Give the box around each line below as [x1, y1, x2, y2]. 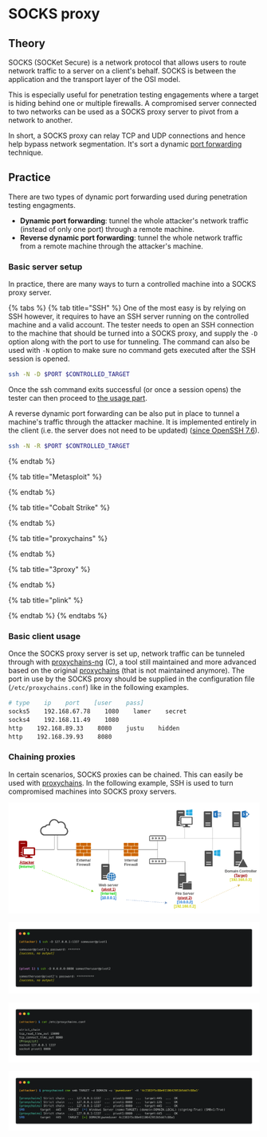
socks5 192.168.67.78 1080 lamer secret [8, 708, 187, 716]
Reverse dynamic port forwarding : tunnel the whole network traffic [19, 233, 243, 242]
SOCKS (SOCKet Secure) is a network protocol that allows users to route [8, 57, 247, 67]
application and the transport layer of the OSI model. [8, 75, 181, 84]
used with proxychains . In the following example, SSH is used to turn [8, 778, 234, 787]
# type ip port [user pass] [8, 699, 145, 708]
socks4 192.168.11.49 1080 [8, 716, 120, 723]
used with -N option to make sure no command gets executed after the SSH [8, 346, 257, 355]
